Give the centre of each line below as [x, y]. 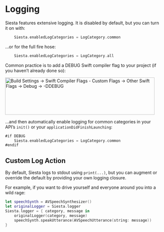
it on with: [15, 28]
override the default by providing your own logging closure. [66, 178]
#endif [12, 145]
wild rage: [15, 193]
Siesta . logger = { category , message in [48, 211]
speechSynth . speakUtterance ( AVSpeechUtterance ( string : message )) [83, 220]
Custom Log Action [35, 160]
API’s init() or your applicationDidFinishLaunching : [59, 127]
